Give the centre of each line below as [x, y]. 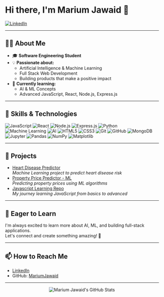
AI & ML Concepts [38, 89]
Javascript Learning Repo [38, 189]
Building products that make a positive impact [65, 78]
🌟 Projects [21, 156]
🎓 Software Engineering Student [47, 55]
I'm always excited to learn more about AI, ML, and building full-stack [75, 225]
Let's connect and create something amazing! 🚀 [53, 236]
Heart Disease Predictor [36, 168]
